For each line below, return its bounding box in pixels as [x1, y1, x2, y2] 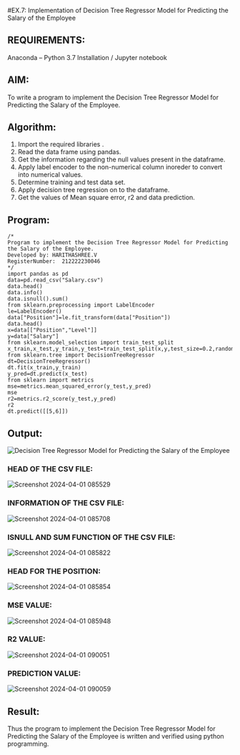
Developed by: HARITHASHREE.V [7, 251, 98, 259]
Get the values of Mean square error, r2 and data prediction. [17, 193, 195, 202]
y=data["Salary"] [7, 333, 59, 340]
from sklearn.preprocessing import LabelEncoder [7, 301, 155, 309]
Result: [7, 705, 40, 717]
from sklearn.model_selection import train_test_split [7, 339, 174, 346]
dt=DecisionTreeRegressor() [7, 358, 91, 365]
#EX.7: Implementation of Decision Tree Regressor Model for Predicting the [7, 6, 229, 14]
